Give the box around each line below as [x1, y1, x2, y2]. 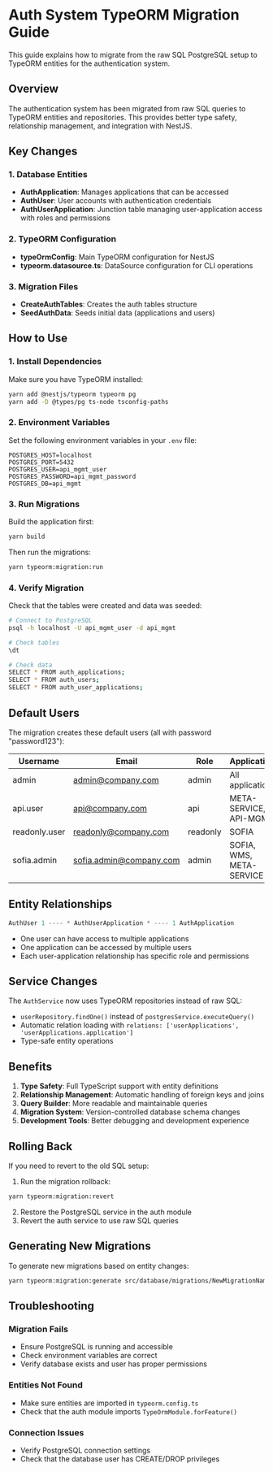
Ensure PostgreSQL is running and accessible [19, 1342, 173, 1352]
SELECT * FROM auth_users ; [8, 676, 100, 684]
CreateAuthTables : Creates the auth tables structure [19, 299, 197, 310]
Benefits [8, 1059, 53, 1074]
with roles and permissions [19, 213, 111, 223]
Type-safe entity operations [19, 1036, 114, 1046]
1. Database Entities [8, 169, 88, 180]
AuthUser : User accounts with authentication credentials [19, 196, 212, 206]
